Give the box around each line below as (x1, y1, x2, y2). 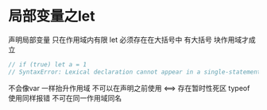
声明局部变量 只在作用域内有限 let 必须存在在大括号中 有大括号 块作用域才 (8, 35, 249, 44)
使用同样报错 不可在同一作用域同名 (8, 93, 122, 103)
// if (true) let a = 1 (8, 60, 87, 68)
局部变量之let (8, 7, 95, 25)
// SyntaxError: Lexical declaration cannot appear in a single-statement (8, 68, 261, 76)
